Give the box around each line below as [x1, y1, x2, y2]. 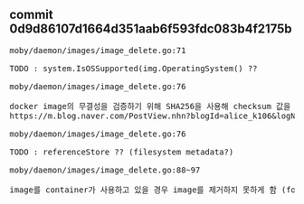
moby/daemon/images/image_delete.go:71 [9, 45, 186, 55]
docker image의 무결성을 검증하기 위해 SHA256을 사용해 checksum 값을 [9, 101, 291, 111]
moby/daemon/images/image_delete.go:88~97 [9, 164, 201, 175]
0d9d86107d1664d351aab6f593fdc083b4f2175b [9, 22, 292, 37]
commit [9, 7, 53, 23]
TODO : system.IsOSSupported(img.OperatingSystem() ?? [9, 63, 258, 73]
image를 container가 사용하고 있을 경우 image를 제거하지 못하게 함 [9, 184, 278, 195]
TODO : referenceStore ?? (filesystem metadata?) [9, 146, 234, 157]
